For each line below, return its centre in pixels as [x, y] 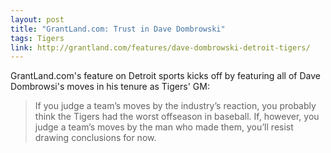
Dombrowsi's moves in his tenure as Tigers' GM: [110, 87]
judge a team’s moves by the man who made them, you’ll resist [164, 127]
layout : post [37, 19]
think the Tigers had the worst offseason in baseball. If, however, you [177, 117]
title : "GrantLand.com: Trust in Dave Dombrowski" [118, 29]
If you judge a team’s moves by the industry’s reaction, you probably [175, 106]
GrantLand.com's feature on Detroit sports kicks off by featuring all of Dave [165, 76]
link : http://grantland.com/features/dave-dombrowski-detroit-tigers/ [160, 47]
